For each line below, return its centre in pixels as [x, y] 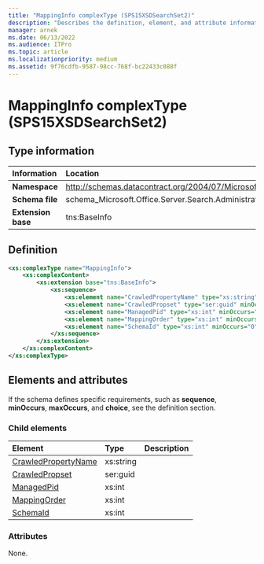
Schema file [35, 199]
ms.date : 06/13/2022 [42, 37]
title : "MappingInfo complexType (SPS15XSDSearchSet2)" [101, 15]
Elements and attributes [68, 380]
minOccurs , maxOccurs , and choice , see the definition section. [112, 407]
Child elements [38, 428]
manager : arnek [33, 30]
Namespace [35, 186]
